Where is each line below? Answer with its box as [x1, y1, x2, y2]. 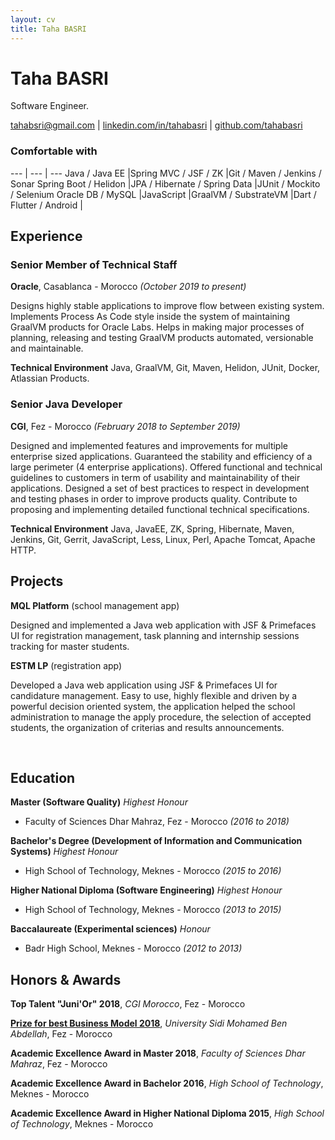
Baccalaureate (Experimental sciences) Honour [10, 923, 211, 935]
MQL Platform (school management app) [10, 599, 180, 611]
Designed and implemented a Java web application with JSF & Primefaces [10, 619, 317, 631]
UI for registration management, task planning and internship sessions [10, 629, 300, 641]
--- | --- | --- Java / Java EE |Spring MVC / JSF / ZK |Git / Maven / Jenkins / [10, 167, 322, 179]
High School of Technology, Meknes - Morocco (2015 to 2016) [24, 865, 282, 877]
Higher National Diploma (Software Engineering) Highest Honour [10, 884, 283, 896]
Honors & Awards [10, 971, 122, 988]
